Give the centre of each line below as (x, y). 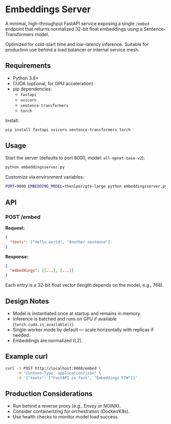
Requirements (28, 66)
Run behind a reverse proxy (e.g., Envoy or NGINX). (67, 406)
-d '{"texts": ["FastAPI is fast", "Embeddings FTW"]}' (77, 378)
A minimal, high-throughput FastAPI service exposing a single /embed (77, 23)
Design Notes (27, 301)
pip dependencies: (32, 89)
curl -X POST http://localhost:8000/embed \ (53, 368)
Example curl (26, 356)
